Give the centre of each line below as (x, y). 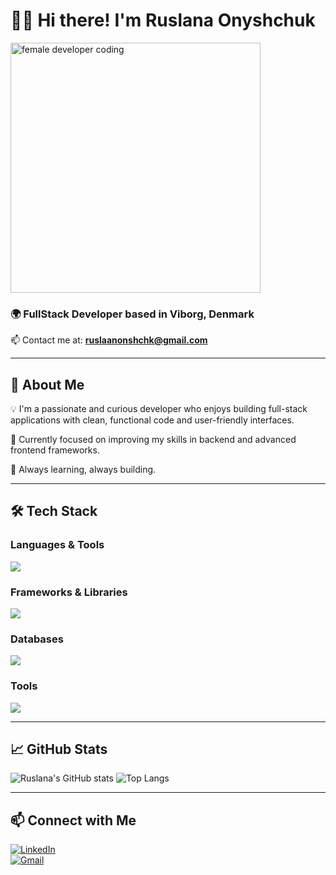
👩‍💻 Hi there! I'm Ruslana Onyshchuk (163, 20)
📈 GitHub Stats (59, 749)
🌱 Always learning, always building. (83, 470)
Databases (37, 639)
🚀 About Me (47, 384)
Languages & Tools (57, 545)
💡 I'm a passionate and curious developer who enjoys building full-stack (159, 409)
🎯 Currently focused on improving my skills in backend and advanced (153, 440)
